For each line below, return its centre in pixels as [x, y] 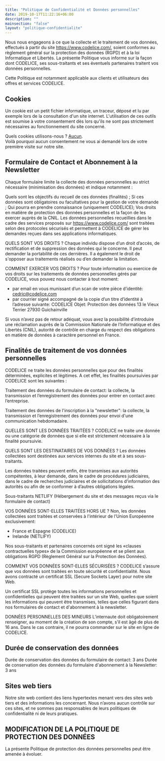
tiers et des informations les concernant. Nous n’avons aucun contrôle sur [80, 703]
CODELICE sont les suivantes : [36, 380]
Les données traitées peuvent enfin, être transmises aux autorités [72, 471]
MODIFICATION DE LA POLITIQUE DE [62, 729]
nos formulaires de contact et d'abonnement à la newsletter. [66, 607]
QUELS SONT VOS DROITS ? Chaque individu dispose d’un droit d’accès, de [82, 243]
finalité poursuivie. [24, 441]
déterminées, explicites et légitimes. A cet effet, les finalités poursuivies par [82, 375]
